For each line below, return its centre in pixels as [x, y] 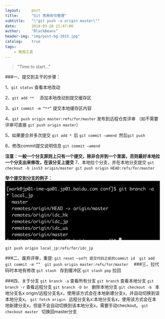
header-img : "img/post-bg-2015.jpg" [42, 36]
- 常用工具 [24, 52]
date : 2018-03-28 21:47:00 [39, 26]
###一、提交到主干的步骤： [33, 77]
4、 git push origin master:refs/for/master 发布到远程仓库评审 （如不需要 [82, 119]
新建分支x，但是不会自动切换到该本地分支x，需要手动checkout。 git [79, 305]
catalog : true [23, 42]
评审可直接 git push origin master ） [43, 125]
